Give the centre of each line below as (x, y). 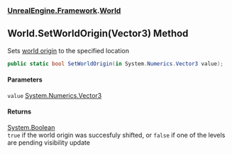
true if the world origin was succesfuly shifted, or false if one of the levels (116, 135)
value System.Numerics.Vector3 (55, 95)
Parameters (25, 79)
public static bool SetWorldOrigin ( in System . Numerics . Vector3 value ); (115, 64)
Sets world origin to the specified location (68, 50)
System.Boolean (31, 128)
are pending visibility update (49, 143)
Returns (20, 111)
